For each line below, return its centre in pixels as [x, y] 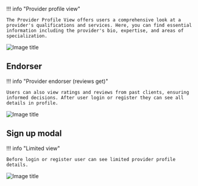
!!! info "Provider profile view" [43, 9]
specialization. [27, 36]
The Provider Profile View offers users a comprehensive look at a [94, 20]
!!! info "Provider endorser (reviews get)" [57, 81]
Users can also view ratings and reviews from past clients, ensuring [98, 92]
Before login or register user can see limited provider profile [91, 159]
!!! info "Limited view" [33, 148]
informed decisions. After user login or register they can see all [95, 98]
